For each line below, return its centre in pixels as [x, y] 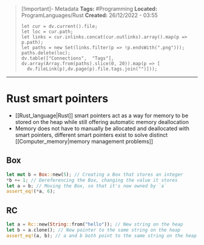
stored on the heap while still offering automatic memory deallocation [102, 122]
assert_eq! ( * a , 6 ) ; [31, 192]
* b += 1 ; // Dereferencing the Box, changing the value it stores [92, 180]
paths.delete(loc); [46, 53]
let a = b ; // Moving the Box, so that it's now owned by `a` [87, 186]
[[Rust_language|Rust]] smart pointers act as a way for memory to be [102, 116]
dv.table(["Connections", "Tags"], [67, 58]
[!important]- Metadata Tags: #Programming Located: [89, 9]
